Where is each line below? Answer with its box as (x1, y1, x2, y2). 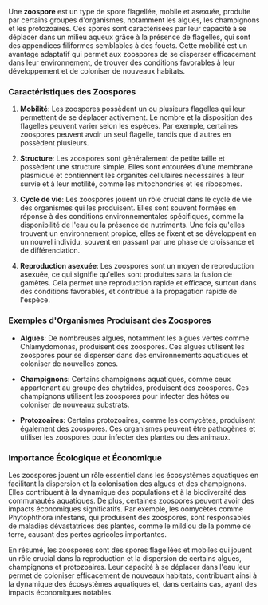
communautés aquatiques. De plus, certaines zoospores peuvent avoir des (8, 496, 254, 505)
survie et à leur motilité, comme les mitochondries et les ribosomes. (19, 179, 242, 189)
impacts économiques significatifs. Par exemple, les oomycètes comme (8, 504, 244, 514)
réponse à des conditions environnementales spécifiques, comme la (19, 212, 245, 221)
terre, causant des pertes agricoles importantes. (8, 529, 167, 539)
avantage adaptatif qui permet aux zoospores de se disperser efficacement (8, 50, 257, 58)
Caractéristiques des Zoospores (8, 86, 136, 97)
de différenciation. (19, 245, 81, 255)
